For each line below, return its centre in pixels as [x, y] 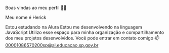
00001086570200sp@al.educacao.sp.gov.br [52, 45]
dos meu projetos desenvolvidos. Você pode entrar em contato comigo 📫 [82, 38]
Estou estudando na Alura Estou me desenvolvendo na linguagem [74, 27]
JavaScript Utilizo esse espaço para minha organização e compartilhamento [85, 32]
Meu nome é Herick [26, 17]
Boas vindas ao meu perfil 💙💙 [36, 8]
